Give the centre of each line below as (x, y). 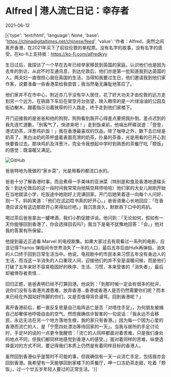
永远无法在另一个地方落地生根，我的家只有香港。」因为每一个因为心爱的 (89, 320)
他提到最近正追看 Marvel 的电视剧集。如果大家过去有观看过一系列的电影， (83, 241)
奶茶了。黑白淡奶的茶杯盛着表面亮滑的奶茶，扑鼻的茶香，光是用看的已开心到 (85, 137)
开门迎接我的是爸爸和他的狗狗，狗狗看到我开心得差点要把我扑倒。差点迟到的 (85, 118)
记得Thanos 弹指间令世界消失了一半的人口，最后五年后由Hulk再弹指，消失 (87, 247)
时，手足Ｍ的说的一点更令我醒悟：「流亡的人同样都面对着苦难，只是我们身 (82, 333)
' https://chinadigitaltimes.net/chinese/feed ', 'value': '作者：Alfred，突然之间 (85, 41)
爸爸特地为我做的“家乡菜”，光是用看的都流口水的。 (59, 170)
